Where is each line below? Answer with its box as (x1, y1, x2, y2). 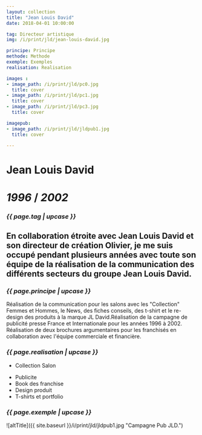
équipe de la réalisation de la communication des (6, 259, 195, 270)
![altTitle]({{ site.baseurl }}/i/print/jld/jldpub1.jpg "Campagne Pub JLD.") (6, 422, 183, 429)
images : (6, 75, 28, 82)
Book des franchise (15, 380, 64, 387)
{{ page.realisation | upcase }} (6, 348, 99, 356)
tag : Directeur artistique (6, 31, 74, 37)
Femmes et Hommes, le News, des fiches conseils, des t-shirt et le (6, 307, 173, 314)
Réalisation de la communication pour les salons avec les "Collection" (6, 301, 180, 308)
